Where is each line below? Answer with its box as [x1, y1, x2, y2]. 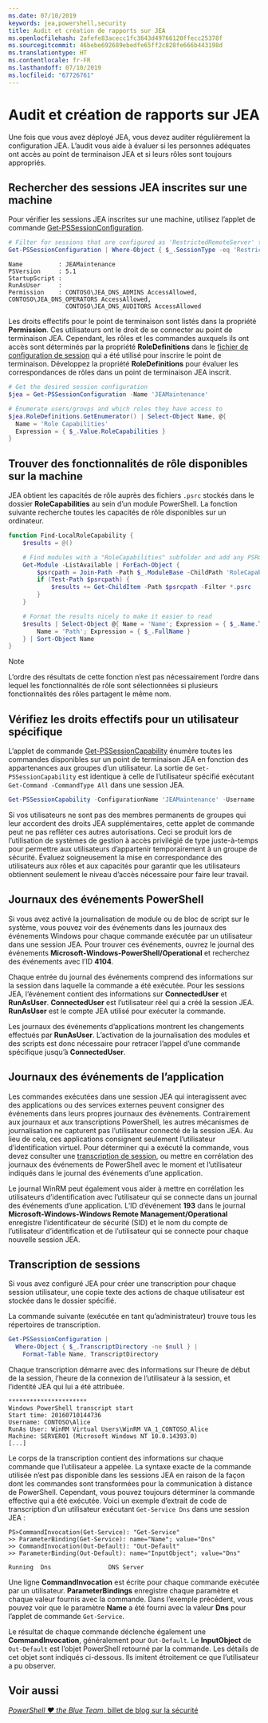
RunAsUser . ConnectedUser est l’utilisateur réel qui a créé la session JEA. [8, 997, 254, 1007]
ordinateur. [8, 516, 44, 526]
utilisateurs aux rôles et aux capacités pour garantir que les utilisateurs [8, 861, 241, 871]
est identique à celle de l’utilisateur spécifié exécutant [77, 771, 254, 781]
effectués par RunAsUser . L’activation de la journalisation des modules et [8, 1030, 250, 1040]
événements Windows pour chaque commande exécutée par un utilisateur [8, 931, 253, 940]
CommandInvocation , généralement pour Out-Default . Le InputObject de [8, 1636, 252, 1645]
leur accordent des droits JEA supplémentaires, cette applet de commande [8, 819, 255, 828]
